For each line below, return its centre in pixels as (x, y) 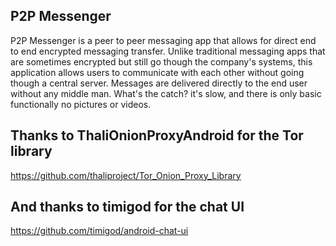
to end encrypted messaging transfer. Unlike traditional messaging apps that (168, 51)
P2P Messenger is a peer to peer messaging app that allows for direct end (163, 40)
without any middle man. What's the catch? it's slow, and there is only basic (166, 93)
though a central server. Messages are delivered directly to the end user (159, 83)
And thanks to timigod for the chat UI (127, 207)
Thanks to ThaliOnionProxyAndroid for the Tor (157, 135)
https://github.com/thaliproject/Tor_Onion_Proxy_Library (126, 175)
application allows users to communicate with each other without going (157, 72)
